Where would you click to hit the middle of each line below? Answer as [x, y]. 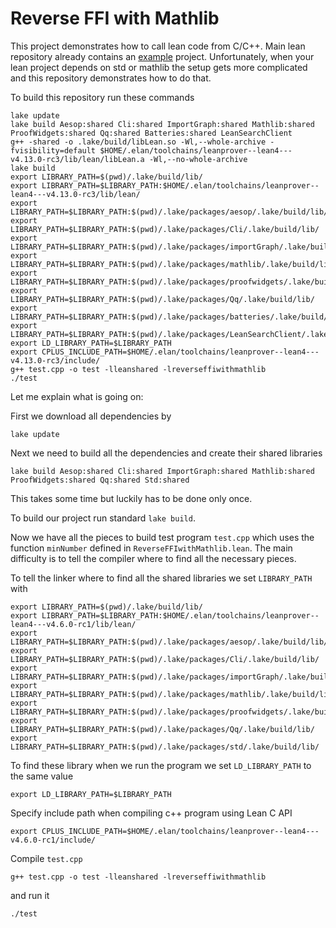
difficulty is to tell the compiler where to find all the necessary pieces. [153, 558]
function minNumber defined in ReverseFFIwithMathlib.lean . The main [151, 548]
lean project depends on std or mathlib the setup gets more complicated [159, 67]
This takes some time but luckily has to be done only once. [131, 498]
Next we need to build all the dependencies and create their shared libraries [166, 453]
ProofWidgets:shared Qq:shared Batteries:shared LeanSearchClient [151, 133]
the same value [42, 776]
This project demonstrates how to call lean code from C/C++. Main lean [158, 46]
